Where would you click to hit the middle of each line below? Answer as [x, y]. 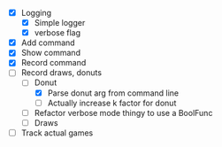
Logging [36, 13]
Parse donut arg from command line [113, 93]
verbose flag [57, 33]
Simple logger [60, 23]
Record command [54, 63]
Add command [48, 43]
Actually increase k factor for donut [112, 103]
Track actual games [57, 133]
